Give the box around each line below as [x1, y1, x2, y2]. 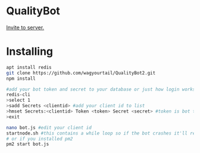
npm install [6, 76, 36, 82]
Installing [6, 45, 54, 58]
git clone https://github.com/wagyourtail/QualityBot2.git [6, 70, 156, 76]
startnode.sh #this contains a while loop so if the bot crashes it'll [6, 130, 187, 136]
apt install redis [6, 64, 52, 70]
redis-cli [6, 92, 31, 98]
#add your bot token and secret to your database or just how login [6, 86, 180, 92]
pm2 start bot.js [6, 141, 49, 147]
